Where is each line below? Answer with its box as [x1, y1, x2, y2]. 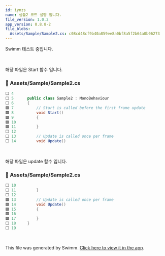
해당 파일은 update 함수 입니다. [5, 158, 68, 164]
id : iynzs [5, 7, 26, 13]
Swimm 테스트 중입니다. [5, 46, 53, 52]
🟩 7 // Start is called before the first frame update [5, 105, 146, 110]
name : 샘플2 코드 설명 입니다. [5, 12, 62, 17]
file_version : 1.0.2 [5, 17, 49, 22]
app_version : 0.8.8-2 [5, 21, 51, 27]
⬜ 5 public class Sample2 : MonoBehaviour [5, 96, 109, 101]
